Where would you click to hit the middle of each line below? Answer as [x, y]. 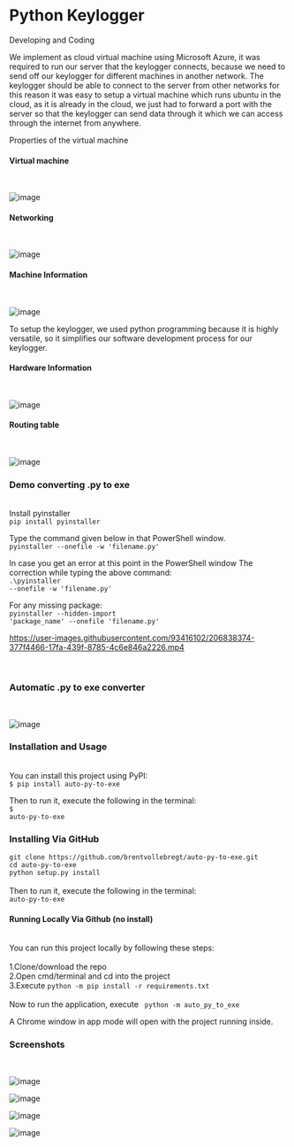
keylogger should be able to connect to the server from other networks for [144, 85]
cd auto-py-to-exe [43, 865]
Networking [32, 217]
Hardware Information [51, 368]
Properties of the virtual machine [69, 140]
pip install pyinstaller [55, 522]
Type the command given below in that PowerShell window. [117, 539]
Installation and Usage [58, 747]
